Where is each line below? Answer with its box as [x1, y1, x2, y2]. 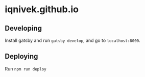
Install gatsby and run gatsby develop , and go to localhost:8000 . [5, 37, 141, 43]
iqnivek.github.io [5, 4, 79, 15]
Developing [5, 24, 42, 33]
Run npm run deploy [5, 65, 46, 72]
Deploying [5, 52, 38, 61]
